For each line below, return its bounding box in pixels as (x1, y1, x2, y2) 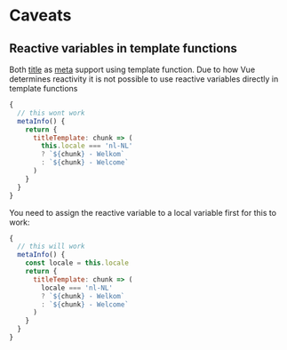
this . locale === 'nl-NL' (41, 141, 133, 151)
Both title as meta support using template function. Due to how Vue (9, 64, 256, 75)
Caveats (9, 5, 72, 26)
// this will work (17, 242, 86, 251)
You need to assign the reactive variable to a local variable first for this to (9, 207, 277, 218)
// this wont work (17, 108, 86, 117)
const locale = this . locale (25, 259, 129, 267)
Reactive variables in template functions (9, 41, 238, 56)
